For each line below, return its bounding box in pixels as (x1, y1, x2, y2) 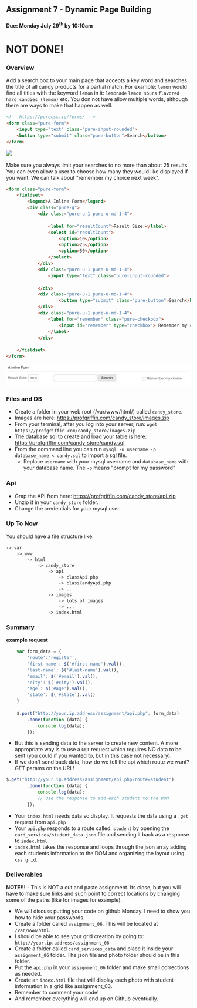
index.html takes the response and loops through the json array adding (14, 843, 187, 851)
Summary (6, 623, 35, 631)
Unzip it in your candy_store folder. (14, 499, 98, 506)
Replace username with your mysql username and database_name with (23, 458, 189, 465)
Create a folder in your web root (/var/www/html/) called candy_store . (14, 408, 183, 415)
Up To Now (6, 519, 38, 527)
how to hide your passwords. (14, 914, 85, 921)
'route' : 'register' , (27, 655, 77, 661)
